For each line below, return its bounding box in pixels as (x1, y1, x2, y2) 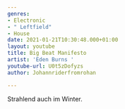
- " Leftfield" (7, 23, 52, 30)
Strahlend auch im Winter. (7, 94, 83, 103)
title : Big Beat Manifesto (7, 50, 87, 57)
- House (7, 30, 30, 37)
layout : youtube (7, 43, 55, 50)
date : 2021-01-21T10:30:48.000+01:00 (7, 37, 119, 44)
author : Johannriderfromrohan (7, 69, 97, 76)
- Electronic (7, 17, 46, 24)
